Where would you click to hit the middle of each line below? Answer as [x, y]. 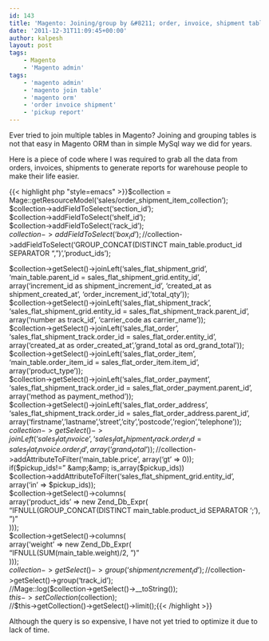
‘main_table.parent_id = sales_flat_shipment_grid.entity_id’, [105, 277]
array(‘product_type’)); [46, 371]
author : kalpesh [36, 38]
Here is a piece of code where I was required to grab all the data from [123, 159]
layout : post [31, 46]
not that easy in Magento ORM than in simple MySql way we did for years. [131, 144]
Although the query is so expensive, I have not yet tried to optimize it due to [133, 622]
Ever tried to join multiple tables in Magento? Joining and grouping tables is [133, 135]
